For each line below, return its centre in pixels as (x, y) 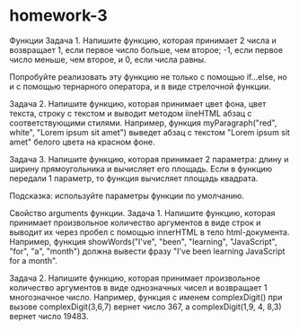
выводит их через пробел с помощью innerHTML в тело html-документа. (149, 232)
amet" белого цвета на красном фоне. (82, 142)
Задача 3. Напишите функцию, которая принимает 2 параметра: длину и (149, 159)
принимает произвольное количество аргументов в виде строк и (135, 222)
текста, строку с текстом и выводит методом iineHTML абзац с (131, 113)
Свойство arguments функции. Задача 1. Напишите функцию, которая (142, 213)
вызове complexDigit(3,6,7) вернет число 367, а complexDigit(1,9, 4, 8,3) (145, 307)
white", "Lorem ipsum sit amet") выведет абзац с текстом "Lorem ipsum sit (149, 132)
